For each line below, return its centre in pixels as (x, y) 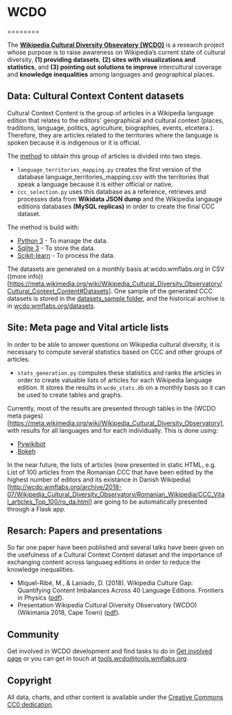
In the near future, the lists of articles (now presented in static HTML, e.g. (112, 465)
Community (33, 634)
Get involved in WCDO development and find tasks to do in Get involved (110, 651)
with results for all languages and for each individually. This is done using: (113, 430)
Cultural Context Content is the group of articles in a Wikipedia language (110, 113)
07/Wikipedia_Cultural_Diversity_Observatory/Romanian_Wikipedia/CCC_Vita (116, 494)
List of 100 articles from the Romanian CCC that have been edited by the (110, 472)
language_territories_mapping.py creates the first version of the (109, 169)
